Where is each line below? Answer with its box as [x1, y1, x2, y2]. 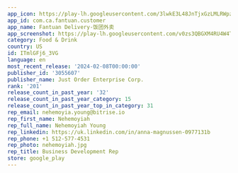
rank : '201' [7, 83, 42, 90]
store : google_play [7, 155, 65, 162]
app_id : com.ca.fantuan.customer [7, 17, 106, 24]
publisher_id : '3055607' [7, 69, 81, 76]
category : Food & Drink [7, 37, 78, 44]
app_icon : [7, 10, 37, 18]
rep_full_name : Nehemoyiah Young [7, 121, 106, 129]
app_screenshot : [7, 30, 55, 37]
